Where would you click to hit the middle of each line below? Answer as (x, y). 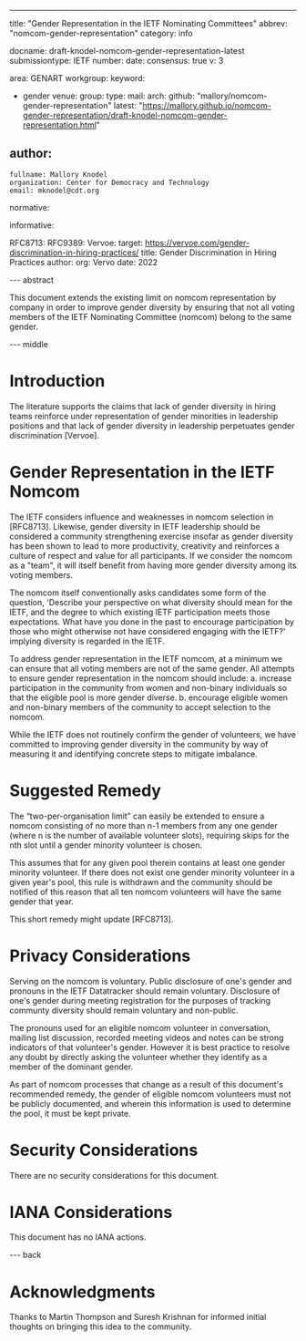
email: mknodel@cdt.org (55, 191)
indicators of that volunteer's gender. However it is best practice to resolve (150, 1047)
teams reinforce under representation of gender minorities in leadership (144, 416)
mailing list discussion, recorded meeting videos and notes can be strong (147, 1037)
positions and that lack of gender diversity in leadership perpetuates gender (152, 426)
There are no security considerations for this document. (114, 1175)
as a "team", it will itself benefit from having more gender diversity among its (153, 565)
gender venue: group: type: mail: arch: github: (109, 96)
